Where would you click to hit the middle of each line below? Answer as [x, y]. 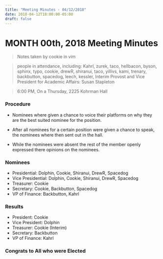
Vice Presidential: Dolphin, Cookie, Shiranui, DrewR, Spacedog [75, 178]
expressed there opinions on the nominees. [56, 149]
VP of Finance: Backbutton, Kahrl [46, 194]
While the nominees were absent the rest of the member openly [76, 144]
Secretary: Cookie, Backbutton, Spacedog [55, 188]
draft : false [18, 19]
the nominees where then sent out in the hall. [58, 135]
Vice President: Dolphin [36, 223]
